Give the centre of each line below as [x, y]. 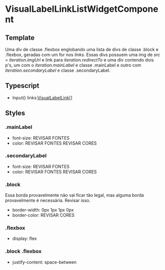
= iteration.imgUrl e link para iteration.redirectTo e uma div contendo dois [80, 60]
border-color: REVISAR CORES [43, 215]
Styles [15, 113]
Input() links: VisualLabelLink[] [42, 97]
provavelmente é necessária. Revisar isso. [48, 201]
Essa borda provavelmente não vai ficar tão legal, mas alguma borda [75, 195]
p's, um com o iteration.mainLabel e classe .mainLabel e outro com [73, 65]
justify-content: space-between [44, 262]
